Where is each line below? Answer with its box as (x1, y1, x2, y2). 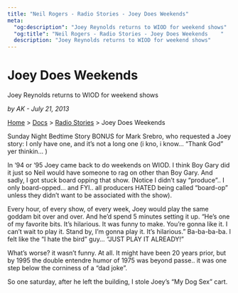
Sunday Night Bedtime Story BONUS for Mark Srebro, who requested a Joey (7, 132, 232, 140)
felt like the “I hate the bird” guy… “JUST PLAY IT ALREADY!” (7, 235, 185, 243)
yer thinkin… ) (7, 147, 48, 156)
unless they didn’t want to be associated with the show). (7, 191, 173, 199)
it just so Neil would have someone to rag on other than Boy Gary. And (7, 168, 213, 177)
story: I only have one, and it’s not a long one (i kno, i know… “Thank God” (7, 140, 224, 148)
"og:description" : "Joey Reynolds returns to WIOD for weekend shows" (13, 23, 227, 31)
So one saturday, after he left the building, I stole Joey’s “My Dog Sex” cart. (7, 277, 228, 286)
